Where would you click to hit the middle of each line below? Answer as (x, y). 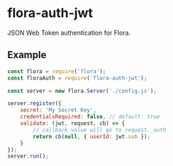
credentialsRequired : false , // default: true (90, 117)
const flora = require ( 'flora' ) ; (57, 71)
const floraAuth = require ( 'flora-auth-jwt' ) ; (77, 78)
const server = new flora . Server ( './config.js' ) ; (82, 91)
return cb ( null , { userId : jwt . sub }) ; (92, 136)
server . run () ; (28, 156)
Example (27, 55)
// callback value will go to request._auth (100, 130)
